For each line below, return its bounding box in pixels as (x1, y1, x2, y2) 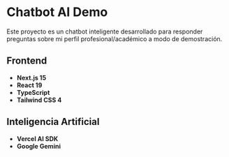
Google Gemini (16, 142, 61, 150)
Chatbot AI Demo (6, 4, 108, 20)
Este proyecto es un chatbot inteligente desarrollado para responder (6, 27, 203, 36)
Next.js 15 (16, 73, 47, 82)
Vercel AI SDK (16, 134, 59, 143)
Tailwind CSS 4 (16, 96, 62, 104)
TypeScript (16, 88, 50, 96)
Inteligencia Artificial (6, 116, 100, 128)
